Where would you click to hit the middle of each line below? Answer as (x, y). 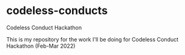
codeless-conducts (57, 11)
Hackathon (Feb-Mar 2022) (41, 46)
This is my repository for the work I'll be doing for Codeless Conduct (92, 39)
